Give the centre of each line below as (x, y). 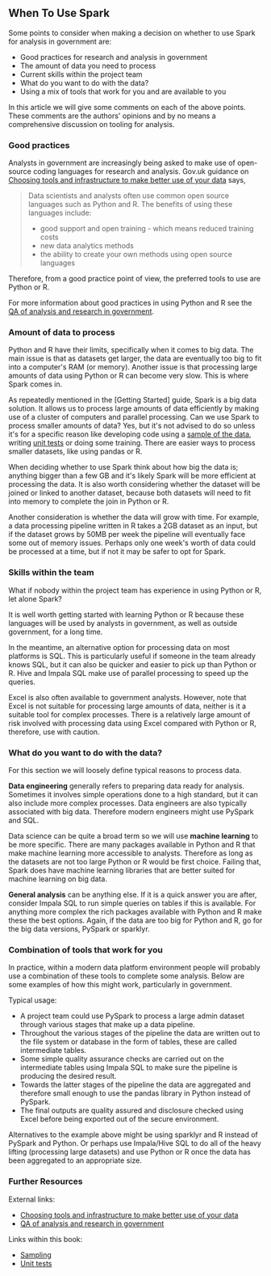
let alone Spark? (35, 598)
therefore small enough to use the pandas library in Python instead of (135, 1093)
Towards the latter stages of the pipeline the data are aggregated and (135, 1085)
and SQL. (24, 820)
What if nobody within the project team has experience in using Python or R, (135, 590)
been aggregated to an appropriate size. (75, 1160)
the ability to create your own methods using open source (136, 255)
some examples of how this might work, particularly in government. (120, 985)
